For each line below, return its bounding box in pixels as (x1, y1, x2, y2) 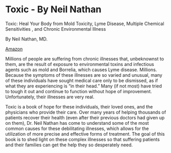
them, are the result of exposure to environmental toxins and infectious (5, 61, 154, 67)
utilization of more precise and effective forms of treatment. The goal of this (5, 130, 165, 137)
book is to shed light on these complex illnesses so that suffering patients (5, 136, 160, 142)
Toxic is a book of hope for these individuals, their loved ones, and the (5, 103, 153, 110)
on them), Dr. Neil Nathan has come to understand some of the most (5, 120, 149, 126)
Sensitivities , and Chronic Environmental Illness (5, 26, 106, 32)
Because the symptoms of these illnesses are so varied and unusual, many (5, 72, 162, 78)
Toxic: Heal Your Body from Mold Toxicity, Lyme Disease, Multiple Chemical (5, 20, 164, 27)
